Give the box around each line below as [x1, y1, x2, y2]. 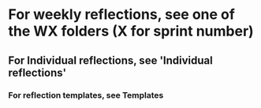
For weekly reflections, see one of [8, 6, 235, 24]
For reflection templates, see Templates [8, 89, 164, 100]
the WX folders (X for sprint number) [8, 22, 254, 40]
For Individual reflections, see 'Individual [8, 54, 213, 67]
